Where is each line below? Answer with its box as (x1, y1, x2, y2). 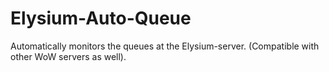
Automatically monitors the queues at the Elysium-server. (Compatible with (10, 40, 320, 52)
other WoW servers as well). (10, 50, 127, 62)
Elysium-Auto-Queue (10, 7, 192, 30)
